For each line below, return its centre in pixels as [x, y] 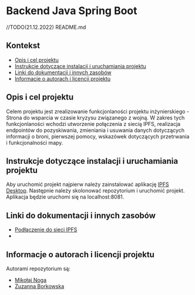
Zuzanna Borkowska [39, 286]
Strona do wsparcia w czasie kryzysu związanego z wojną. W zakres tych [95, 117]
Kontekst [23, 46]
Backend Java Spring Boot [72, 11]
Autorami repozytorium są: [38, 269]
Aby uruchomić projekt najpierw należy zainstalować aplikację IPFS [88, 184]
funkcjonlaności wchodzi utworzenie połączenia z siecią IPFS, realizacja [93, 124]
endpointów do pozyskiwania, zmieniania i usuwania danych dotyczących [95, 130]
